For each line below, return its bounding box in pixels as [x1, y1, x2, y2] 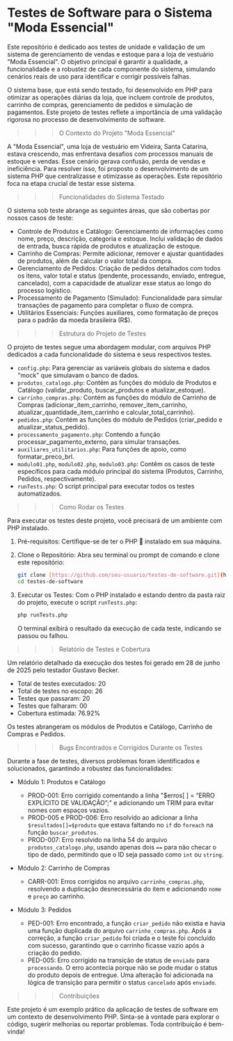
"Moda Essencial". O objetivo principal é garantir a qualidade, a [7, 57, 188, 65]
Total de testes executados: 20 [17, 679, 106, 688]
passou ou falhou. [17, 631, 70, 639]
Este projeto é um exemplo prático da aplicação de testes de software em [7, 1005, 218, 1013]
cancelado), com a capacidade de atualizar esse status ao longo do [17, 278, 211, 287]
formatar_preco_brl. [17, 452, 74, 461]
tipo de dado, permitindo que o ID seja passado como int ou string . [27, 850, 224, 859]
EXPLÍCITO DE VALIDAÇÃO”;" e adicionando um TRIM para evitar [27, 798, 214, 806]
